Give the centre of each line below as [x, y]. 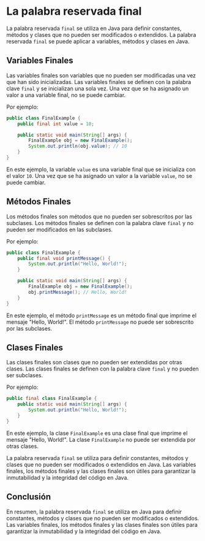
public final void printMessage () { [64, 258]
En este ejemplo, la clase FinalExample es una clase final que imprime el [97, 433]
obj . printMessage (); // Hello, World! [78, 292]
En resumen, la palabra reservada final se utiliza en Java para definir [94, 512]
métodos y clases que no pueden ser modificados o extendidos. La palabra [101, 34]
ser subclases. [25, 375]
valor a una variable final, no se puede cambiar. [66, 95]
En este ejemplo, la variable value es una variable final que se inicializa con [101, 169]
